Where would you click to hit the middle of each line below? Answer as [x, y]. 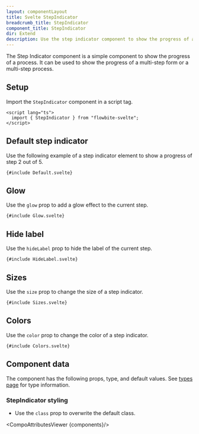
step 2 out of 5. [25, 161]
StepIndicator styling [37, 400]
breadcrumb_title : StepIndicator [47, 23]
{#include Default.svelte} [39, 173]
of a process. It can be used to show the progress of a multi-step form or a [97, 62]
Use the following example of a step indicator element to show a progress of [99, 156]
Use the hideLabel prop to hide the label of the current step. [79, 248]
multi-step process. [30, 69]
